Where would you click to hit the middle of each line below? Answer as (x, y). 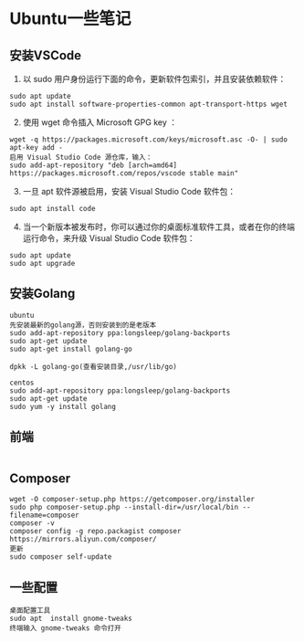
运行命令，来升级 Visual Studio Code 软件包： (109, 238)
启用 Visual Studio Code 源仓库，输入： (81, 157)
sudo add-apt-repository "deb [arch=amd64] (94, 165)
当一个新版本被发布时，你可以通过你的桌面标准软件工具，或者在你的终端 (158, 226)
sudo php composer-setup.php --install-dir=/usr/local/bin (124, 508)
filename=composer (44, 516)
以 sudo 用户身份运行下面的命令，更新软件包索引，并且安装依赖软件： (154, 79)
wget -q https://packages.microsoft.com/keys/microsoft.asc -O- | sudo (148, 140)
